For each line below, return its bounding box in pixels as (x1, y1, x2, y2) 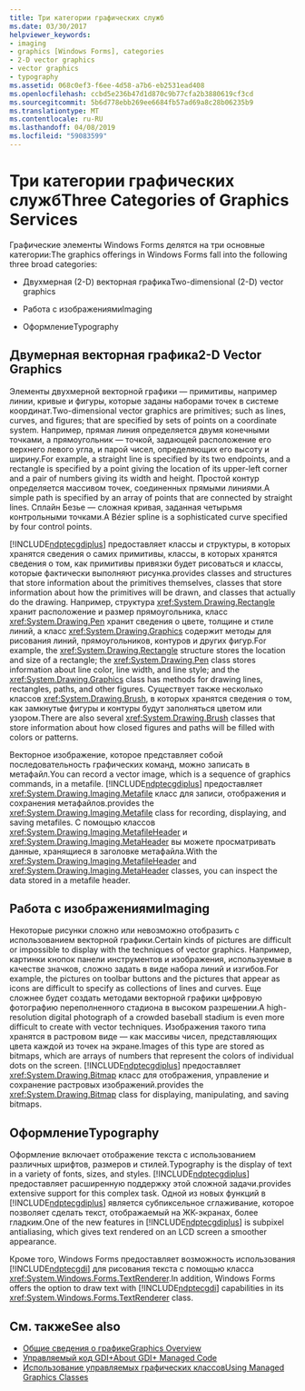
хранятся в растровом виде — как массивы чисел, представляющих (9, 1031, 278, 1042)
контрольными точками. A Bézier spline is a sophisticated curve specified (9, 511, 288, 522)
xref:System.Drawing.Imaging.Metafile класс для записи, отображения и (9, 788, 287, 799)
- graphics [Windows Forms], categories (9, 47, 165, 56)
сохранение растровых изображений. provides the (9, 1079, 204, 1090)
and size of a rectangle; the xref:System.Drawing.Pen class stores (9, 654, 256, 665)
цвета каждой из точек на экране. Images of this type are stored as (9, 1041, 265, 1052)
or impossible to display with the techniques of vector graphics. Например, (9, 944, 292, 955)
